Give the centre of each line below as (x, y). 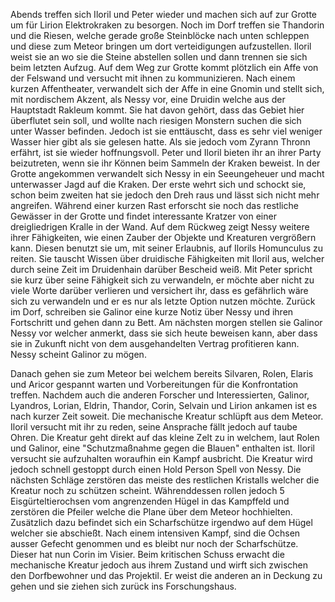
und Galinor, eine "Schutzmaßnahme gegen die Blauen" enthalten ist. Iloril (162, 448)
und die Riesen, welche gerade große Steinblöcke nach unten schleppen (160, 35)
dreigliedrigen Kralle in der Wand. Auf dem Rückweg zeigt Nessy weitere (160, 227)
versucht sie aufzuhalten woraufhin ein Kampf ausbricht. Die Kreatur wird (161, 458)
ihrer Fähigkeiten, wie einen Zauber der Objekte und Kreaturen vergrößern (163, 237)
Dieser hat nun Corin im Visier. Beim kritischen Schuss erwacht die (147, 554)
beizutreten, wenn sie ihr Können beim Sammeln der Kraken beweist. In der (165, 163)
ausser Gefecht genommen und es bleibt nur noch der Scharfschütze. (154, 543)
